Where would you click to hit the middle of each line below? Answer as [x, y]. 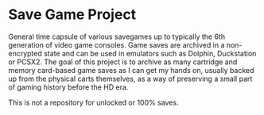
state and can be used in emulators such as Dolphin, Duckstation [150, 53]
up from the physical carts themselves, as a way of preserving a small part [130, 79]
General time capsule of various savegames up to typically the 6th [116, 36]
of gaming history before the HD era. [68, 87]
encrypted [25, 53]
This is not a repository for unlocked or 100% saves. [93, 102]
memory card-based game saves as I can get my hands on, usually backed [131, 70]
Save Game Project [72, 15]
